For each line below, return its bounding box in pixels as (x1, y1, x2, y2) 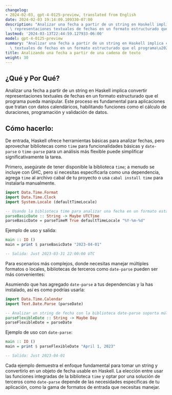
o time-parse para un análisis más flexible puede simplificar (17, 149, 144, 154)
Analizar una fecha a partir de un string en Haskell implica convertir (5, 87, 147, 94)
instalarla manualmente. (5, 180, 56, 186)
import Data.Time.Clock (5, 195, 56, 200)
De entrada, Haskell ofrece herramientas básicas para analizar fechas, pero (5, 137, 165, 144)
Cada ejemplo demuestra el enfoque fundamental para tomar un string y (5, 362, 158, 368)
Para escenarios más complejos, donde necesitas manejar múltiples (5, 260, 149, 266)
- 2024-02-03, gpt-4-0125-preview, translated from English (5, 12, 137, 17)
